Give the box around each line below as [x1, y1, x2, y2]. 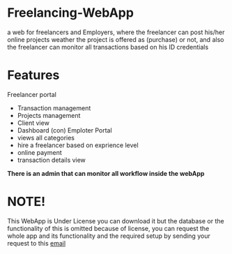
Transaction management [17, 103, 91, 112]
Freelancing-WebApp [7, 5, 134, 21]
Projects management [17, 111, 81, 119]
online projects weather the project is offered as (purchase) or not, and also [7, 35, 224, 43]
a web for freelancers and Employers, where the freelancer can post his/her [7, 28, 225, 36]
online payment [17, 148, 63, 156]
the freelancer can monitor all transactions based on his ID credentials [7, 43, 209, 51]
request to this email [7, 239, 66, 247]
